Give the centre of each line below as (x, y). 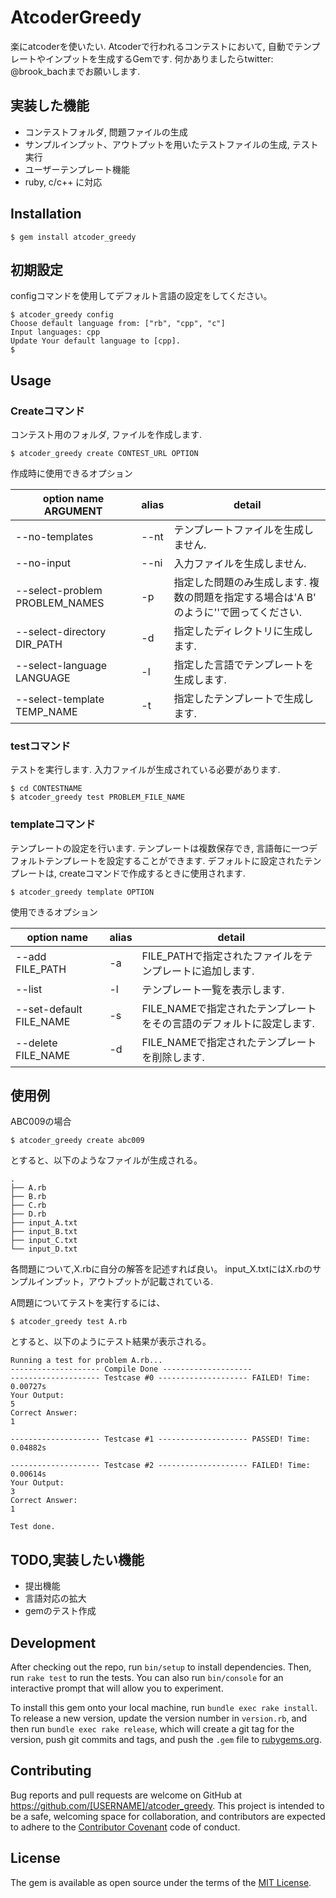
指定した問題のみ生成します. (240, 583)
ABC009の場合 (41, 1122)
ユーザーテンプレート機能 (77, 169)
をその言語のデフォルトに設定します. (228, 1023)
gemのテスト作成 (60, 1611)
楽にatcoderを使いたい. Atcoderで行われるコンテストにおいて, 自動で (152, 46)
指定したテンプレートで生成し (243, 699)
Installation (46, 214)
